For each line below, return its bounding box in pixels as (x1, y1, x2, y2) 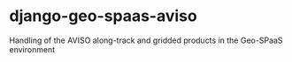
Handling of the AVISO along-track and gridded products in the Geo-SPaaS (9, 35, 283, 45)
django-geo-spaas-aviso (9, 6, 197, 26)
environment (9, 44, 56, 54)
